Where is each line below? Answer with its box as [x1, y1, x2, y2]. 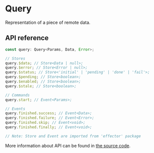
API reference [5, 34, 49, 42]
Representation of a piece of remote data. [5, 19, 91, 25]
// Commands [5, 92, 30, 97]
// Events [5, 106, 26, 111]
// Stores [5, 56, 26, 61]
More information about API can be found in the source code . [5, 143, 131, 149]
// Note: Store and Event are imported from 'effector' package [5, 134, 141, 139]
